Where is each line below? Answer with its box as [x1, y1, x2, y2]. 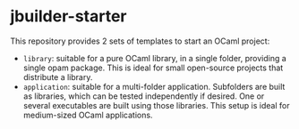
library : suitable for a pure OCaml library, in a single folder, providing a [22, 52, 287, 63]
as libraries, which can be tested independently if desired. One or [22, 91, 265, 101]
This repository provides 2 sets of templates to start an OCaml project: [10, 36, 270, 46]
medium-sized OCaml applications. [22, 109, 153, 120]
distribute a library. [22, 71, 93, 82]
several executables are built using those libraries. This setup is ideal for [22, 100, 290, 110]
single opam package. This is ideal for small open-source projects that [22, 62, 284, 73]
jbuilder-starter [10, 6, 127, 27]
